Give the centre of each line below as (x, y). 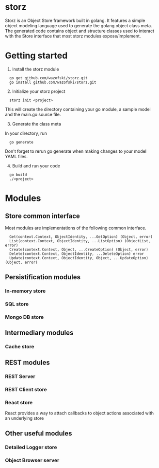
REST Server (20, 376)
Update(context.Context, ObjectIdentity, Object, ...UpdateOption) (79, 258)
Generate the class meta (37, 124)
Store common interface (42, 216)
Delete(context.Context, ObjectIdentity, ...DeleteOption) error (77, 254)
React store (19, 402)
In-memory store (25, 291)
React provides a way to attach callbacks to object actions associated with (79, 413)
